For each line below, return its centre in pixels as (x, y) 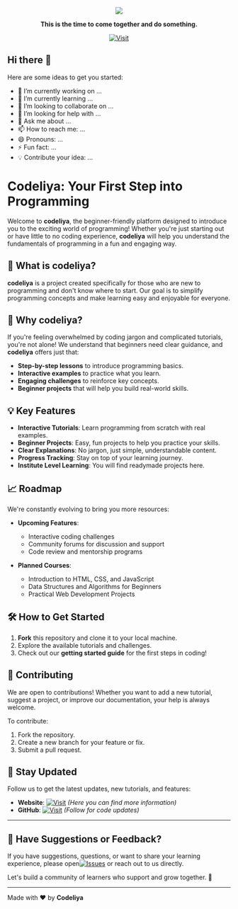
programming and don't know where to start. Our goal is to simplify (105, 290)
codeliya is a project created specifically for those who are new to (104, 282)
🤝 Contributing (40, 675)
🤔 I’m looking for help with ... (59, 113)
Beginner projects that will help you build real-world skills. (103, 389)
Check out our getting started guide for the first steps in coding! (112, 653)
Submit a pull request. (50, 750)
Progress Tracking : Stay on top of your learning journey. (100, 458)
